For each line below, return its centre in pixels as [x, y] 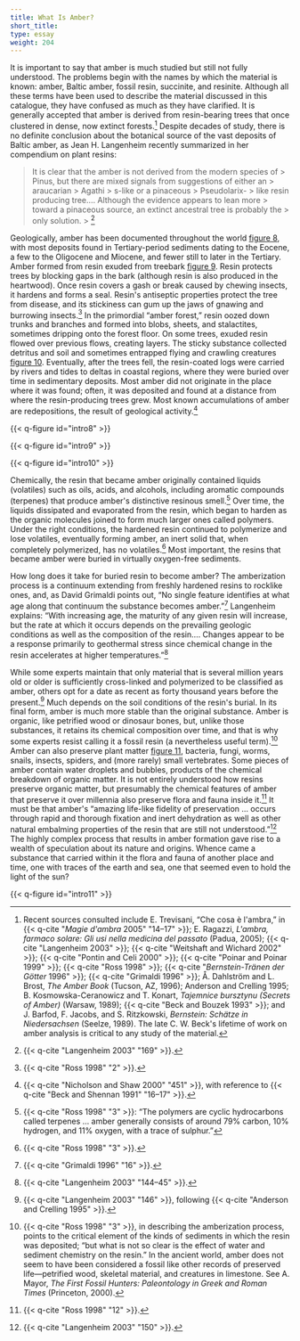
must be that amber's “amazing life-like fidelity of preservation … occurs [143, 809]
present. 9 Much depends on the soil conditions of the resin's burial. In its [144, 701]
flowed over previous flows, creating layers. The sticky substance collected [149, 343]
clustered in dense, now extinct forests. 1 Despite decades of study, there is [148, 125]
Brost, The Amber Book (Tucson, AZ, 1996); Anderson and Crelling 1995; [156, 986]
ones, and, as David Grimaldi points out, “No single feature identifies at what [150, 595]
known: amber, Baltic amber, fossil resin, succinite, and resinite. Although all [150, 86]
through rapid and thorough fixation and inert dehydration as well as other [146, 818]
